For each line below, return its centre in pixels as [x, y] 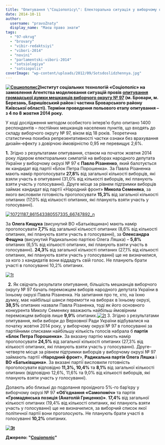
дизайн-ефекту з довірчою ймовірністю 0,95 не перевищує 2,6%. [74, 143]
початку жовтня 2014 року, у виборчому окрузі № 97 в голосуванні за [79, 326]
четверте [15, 352]
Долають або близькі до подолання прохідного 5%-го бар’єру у [72, 387]
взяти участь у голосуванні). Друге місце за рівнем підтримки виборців [81, 184]
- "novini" [21, 55]
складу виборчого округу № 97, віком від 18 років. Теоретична [71, 133]
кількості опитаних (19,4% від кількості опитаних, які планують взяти [78, 403]
